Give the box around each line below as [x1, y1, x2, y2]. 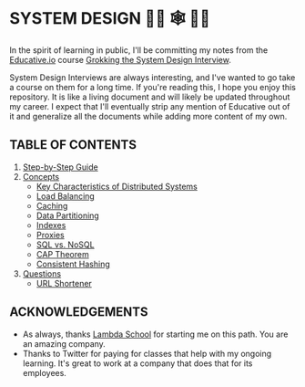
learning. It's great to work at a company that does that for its [22, 358, 253, 369]
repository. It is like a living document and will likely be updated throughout [9, 91, 290, 102]
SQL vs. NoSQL [36, 239, 95, 250]
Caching [36, 200, 68, 211]
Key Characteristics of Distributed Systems [36, 181, 198, 192]
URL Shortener [36, 277, 93, 288]
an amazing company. [22, 338, 107, 349]
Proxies [36, 229, 66, 240]
